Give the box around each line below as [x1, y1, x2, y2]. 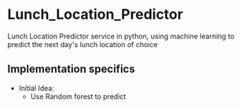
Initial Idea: [18, 83, 54, 93]
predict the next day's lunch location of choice [7, 39, 158, 49]
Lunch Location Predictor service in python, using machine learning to [7, 31, 235, 41]
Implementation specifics [7, 63, 135, 76]
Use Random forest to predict [30, 92, 126, 101]
